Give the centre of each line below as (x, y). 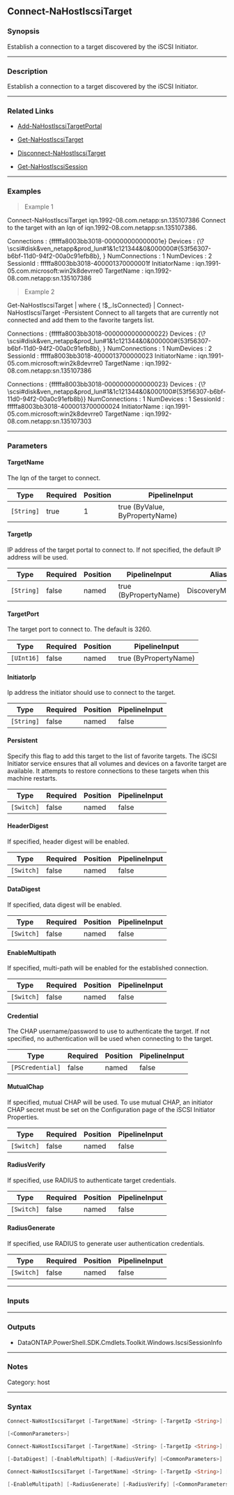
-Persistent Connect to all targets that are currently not (140, 313)
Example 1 (39, 206)
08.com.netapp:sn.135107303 (49, 421)
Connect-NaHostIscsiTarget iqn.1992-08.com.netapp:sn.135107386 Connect (117, 220)
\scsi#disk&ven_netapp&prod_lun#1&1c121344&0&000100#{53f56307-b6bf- (117, 391)
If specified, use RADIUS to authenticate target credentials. (92, 1180)
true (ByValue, (141, 506)
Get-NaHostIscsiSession (53, 167)
